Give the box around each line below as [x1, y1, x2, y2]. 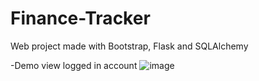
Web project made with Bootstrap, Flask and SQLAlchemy [10, 40, 249, 52]
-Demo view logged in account [10, 59, 138, 71]
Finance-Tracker [10, 7, 151, 30]
